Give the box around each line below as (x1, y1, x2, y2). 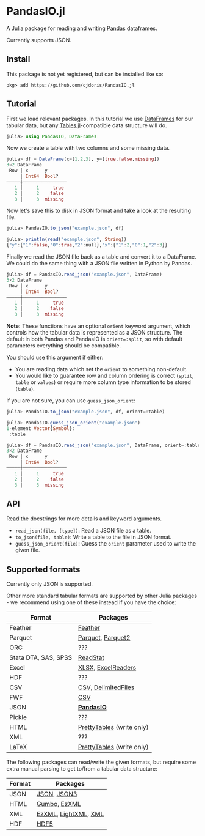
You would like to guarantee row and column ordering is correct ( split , (15, 372, 194, 380)
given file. (15, 546, 40, 554)
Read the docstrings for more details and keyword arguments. (6, 515, 162, 522)
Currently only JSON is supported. (6, 580, 93, 588)
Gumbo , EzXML (36, 800, 81, 808)
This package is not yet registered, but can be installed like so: (6, 70, 164, 78)
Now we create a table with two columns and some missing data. (6, 144, 170, 152)
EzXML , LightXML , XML (36, 810, 104, 818)
